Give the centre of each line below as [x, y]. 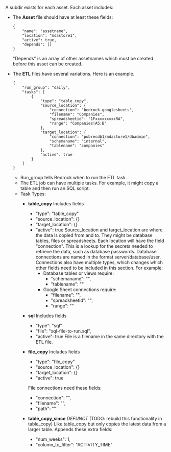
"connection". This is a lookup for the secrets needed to [94, 246]
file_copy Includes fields [54, 352]
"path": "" [46, 409]
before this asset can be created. [47, 64]
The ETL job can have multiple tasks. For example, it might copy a [89, 183]
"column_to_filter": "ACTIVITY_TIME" [74, 445]
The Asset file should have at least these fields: [63, 17]
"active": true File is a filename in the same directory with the [100, 336]
